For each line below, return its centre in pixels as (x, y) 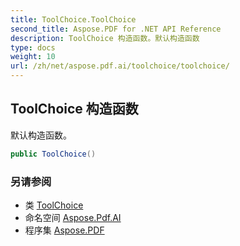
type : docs (33, 47)
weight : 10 (33, 57)
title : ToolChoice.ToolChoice (73, 19)
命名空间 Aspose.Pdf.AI (73, 217)
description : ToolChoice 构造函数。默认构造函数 (105, 38)
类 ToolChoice (54, 205)
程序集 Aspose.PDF (64, 230)
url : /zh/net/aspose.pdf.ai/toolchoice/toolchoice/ (120, 66)
